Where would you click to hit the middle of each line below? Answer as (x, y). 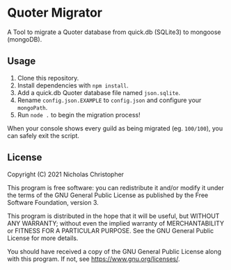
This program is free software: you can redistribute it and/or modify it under (115, 187)
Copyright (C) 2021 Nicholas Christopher (65, 174)
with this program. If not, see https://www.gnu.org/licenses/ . (94, 259)
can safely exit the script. (43, 135)
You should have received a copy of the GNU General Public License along (114, 251)
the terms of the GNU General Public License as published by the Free (108, 195)
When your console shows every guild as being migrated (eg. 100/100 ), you (115, 128)
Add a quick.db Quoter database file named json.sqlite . (99, 92)
